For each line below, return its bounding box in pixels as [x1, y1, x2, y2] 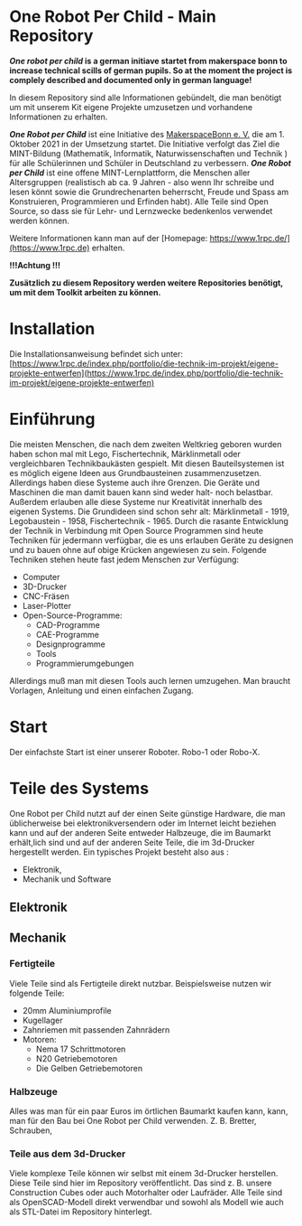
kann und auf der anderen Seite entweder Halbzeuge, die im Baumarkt [9, 827, 271, 838]
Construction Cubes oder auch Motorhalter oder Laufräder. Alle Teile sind [9, 1187, 283, 1198]
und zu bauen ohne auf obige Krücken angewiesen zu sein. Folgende [9, 544, 268, 555]
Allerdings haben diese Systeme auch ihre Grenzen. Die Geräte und [9, 477, 260, 488]
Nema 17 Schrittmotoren [35, 1044, 126, 1054]
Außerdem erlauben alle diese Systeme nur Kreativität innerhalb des [9, 496, 263, 507]
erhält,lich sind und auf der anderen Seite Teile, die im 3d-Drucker [9, 837, 255, 847]
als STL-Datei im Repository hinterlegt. [9, 1206, 152, 1217]
